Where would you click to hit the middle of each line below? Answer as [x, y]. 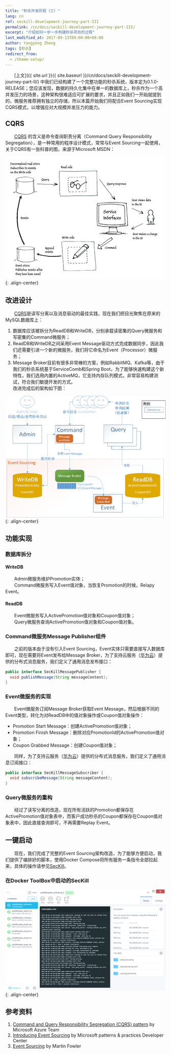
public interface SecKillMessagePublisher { [53, 672]
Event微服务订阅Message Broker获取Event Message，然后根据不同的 [87, 709]
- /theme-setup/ [27, 59]
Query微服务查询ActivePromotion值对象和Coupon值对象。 [75, 622]
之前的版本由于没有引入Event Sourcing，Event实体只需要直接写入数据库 [89, 648]
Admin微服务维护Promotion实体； [49, 579]
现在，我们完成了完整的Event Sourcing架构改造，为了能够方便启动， [86, 854]
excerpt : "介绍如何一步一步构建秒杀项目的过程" [50, 32]
